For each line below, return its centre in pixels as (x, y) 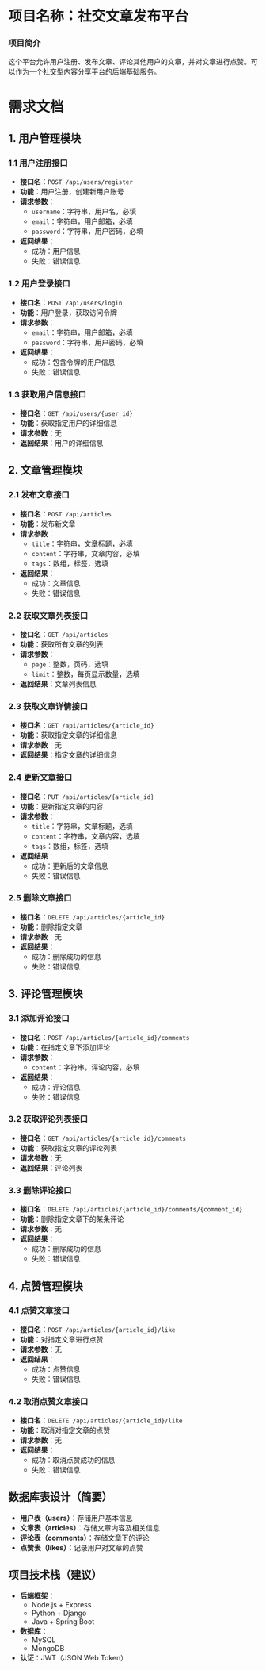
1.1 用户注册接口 (38, 163)
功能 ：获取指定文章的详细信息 (68, 735)
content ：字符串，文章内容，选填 (85, 836)
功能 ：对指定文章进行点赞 (61, 1339)
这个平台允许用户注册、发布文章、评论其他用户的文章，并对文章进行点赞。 (129, 62)
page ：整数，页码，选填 (70, 664)
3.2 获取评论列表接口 (48, 1119)
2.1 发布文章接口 (39, 495)
